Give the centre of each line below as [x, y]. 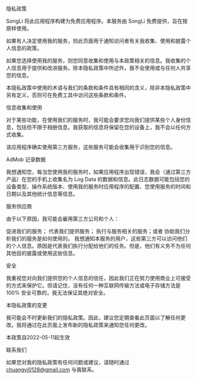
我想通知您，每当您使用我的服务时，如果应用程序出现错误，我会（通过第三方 [98, 172]
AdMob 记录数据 [26, 159]
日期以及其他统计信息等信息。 [42, 194]
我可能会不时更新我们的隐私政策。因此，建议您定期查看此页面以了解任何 [93, 317]
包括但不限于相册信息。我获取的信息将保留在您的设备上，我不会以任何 [101, 127]
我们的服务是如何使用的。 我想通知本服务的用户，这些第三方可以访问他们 [99, 238]
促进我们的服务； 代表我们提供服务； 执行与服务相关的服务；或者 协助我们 [96, 231]
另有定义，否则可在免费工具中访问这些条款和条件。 [68, 95]
